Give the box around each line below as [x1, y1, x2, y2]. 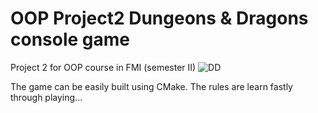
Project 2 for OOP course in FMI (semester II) [10, 61, 197, 73]
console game [10, 28, 131, 51]
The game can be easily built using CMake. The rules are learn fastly [10, 80, 293, 92]
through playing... [10, 91, 83, 103]
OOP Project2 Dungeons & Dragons [10, 7, 309, 30]
